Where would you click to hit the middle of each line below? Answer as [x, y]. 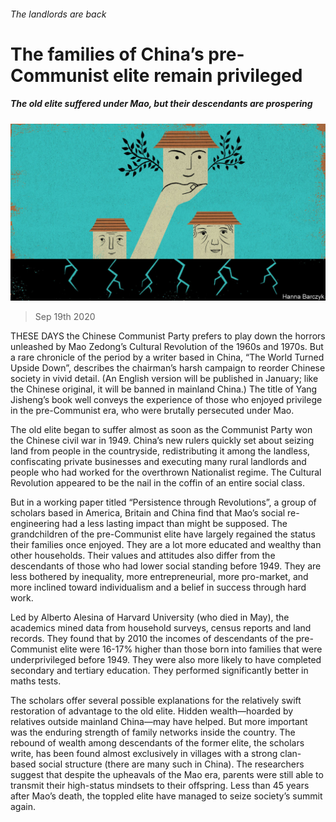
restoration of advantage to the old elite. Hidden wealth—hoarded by [152, 711]
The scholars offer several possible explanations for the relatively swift [156, 701]
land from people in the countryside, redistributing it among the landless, [160, 451]
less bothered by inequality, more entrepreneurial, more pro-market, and [159, 577]
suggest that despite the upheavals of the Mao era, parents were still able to [167, 775]
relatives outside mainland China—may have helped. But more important [159, 722]
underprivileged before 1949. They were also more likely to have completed [166, 660]
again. [23, 807]
